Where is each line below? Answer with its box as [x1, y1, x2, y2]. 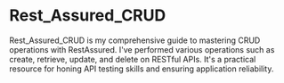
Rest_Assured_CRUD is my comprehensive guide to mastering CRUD [9, 35, 261, 46]
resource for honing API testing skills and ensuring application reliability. [9, 63, 274, 74]
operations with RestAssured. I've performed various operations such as [9, 44, 275, 54]
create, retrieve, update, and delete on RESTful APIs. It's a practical [9, 54, 256, 64]
